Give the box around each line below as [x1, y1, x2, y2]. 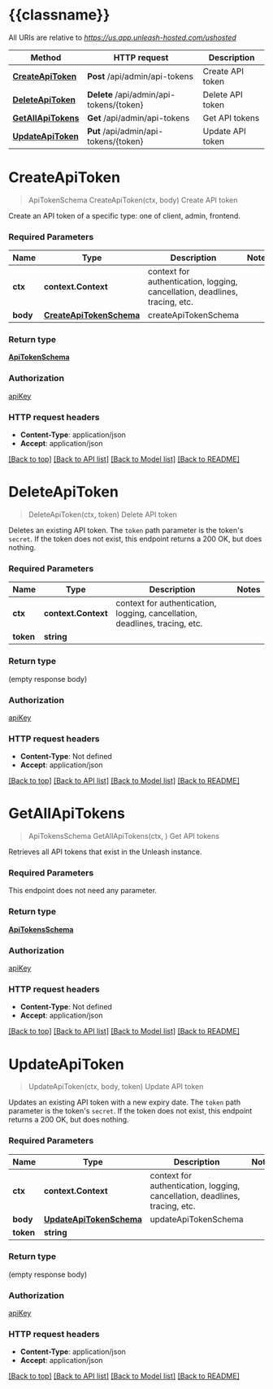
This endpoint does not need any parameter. [8, 886, 157, 896]
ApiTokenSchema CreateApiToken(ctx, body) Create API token [28, 195, 238, 205]
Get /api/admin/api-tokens [87, 112, 190, 124]
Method [30, 51, 62, 63]
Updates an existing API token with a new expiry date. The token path [8, 1097, 241, 1107]
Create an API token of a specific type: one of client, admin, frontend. [8, 211, 241, 220]
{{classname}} [8, 6, 110, 24]
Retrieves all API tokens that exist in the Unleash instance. [8, 847, 202, 857]
